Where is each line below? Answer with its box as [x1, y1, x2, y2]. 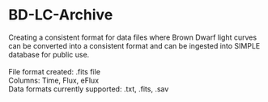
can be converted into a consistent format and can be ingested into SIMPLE [8, 40, 261, 50]
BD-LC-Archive [8, 6, 113, 24]
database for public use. [8, 49, 90, 59]
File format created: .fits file [8, 66, 101, 76]
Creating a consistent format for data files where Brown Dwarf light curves [8, 32, 257, 42]
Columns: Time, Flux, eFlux [8, 75, 100, 85]
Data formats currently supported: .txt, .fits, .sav [8, 83, 169, 94]
